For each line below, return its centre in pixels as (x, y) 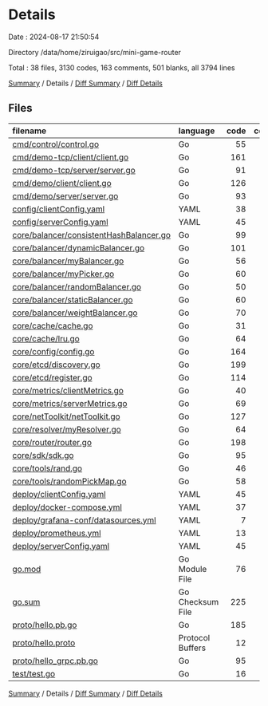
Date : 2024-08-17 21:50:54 (54, 37)
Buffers (192, 648)
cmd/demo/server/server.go (65, 195)
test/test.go (34, 673)
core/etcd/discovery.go (57, 365)
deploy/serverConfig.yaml (61, 546)
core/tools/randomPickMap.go (69, 481)
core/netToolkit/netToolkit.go (67, 416)
